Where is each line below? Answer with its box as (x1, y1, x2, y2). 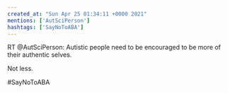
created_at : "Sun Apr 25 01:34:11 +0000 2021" (7, 10, 147, 18)
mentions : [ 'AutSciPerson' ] (7, 17, 91, 24)
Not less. (7, 65, 33, 73)
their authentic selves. (7, 50, 72, 59)
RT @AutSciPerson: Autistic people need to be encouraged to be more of (7, 43, 221, 52)
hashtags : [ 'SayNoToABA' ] (7, 23, 84, 31)
